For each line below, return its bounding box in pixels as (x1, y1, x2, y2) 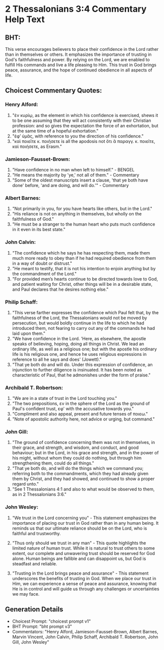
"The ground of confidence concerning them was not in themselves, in (12, 440, 155, 445)
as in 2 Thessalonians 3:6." (12, 491, 67, 497)
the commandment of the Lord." (12, 271, 77, 277)
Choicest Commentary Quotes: (5, 87, 102, 95)
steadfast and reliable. (12, 560, 57, 566)
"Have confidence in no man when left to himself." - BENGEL (12, 166, 135, 172)
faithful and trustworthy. (12, 530, 61, 536)
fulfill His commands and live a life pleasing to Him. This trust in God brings (5, 62, 157, 68)
